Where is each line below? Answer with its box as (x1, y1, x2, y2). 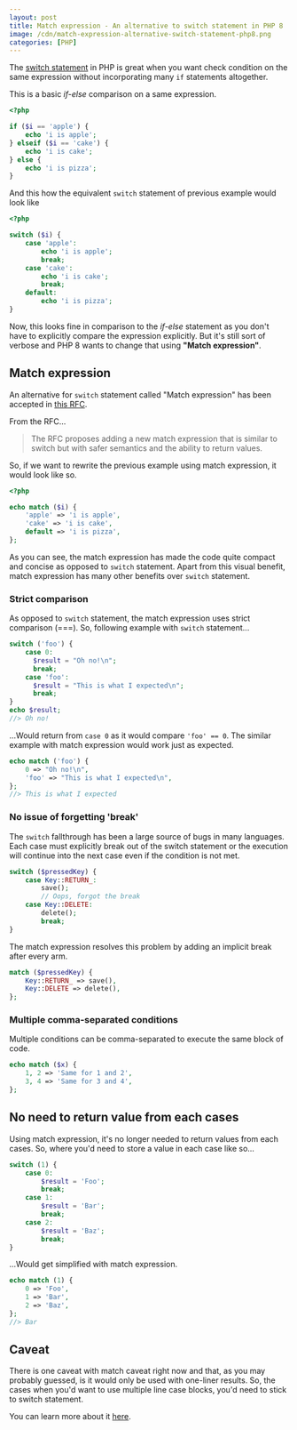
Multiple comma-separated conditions (9, 1014, 179, 1026)
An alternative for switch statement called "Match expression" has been (9, 389, 272, 400)
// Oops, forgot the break (41, 892, 141, 901)
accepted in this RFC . (9, 398, 88, 409)
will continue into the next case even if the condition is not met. (9, 850, 240, 861)
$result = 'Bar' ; (41, 1201, 105, 1210)
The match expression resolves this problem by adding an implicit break (9, 941, 272, 952)
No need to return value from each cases (9, 1110, 239, 1125)
